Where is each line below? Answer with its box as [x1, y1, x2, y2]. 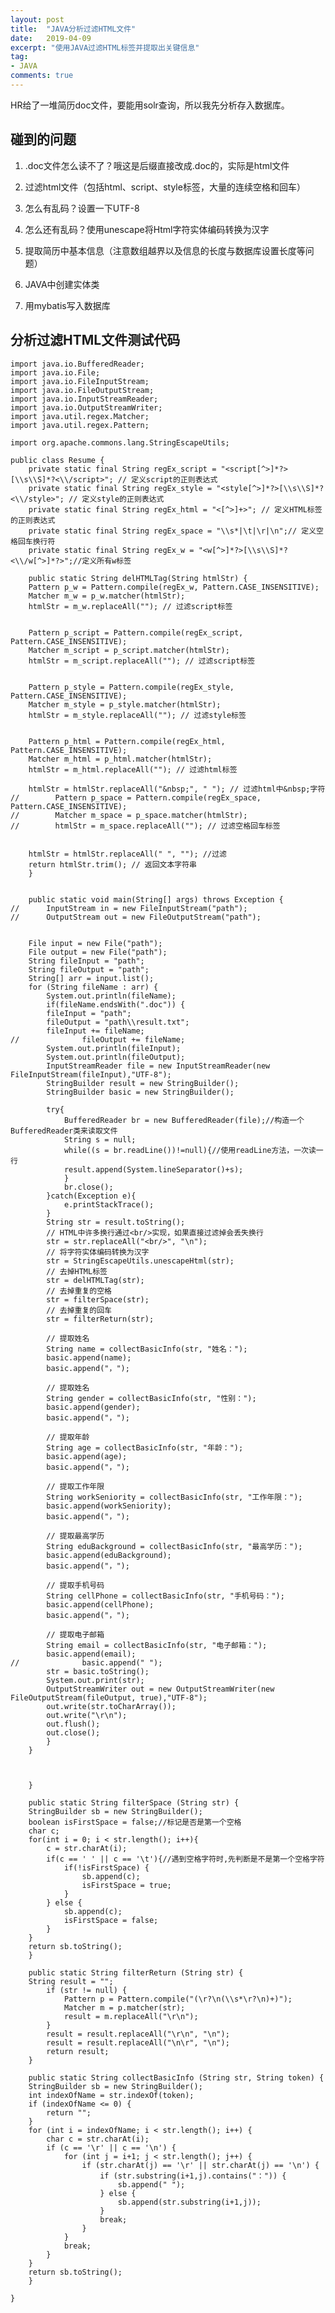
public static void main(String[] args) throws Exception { [28, 894, 284, 905]
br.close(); [63, 1182, 114, 1192]
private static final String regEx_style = [28, 483, 213, 493]
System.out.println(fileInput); [46, 1043, 182, 1053]
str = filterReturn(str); [46, 1314, 155, 1324]
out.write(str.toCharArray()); [46, 1701, 177, 1711]
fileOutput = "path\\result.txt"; [46, 1017, 190, 1027]
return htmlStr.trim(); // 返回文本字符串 [28, 859, 198, 870]
